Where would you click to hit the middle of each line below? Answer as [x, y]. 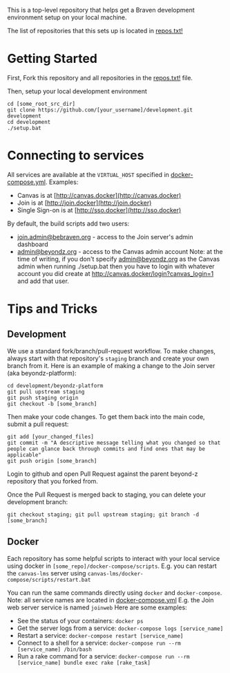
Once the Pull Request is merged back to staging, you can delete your [106, 495]
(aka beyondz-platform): [42, 373]
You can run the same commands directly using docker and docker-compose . [115, 592]
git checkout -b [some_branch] [52, 404]
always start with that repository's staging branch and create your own [108, 358]
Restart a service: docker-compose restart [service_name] [100, 635]
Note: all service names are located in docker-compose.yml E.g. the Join [111, 600]
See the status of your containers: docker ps [80, 620]
